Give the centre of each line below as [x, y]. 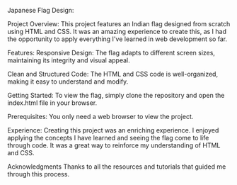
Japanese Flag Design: [41, 10]
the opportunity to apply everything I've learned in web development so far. [117, 39]
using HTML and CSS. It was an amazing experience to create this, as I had [117, 32]
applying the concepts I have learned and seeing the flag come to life [108, 138]
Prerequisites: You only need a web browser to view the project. [100, 117]
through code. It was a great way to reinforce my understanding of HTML [114, 145]
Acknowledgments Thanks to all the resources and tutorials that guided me [117, 167]
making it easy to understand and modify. [68, 82]
